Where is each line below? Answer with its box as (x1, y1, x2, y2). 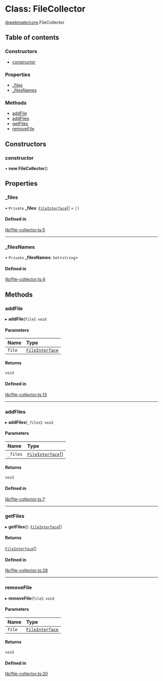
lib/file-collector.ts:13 (5, 392, 47, 397)
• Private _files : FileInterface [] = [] (5, 205, 80, 211)
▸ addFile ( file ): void (5, 316, 47, 322)
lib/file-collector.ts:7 (5, 496, 45, 502)
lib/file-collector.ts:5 (5, 227, 45, 233)
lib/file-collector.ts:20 (5, 671, 48, 677)
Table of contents (5, 33, 59, 42)
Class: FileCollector (5, 3, 86, 15)
